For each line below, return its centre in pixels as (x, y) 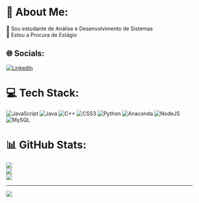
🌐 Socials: (25, 54)
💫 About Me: (37, 12)
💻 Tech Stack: (43, 93)
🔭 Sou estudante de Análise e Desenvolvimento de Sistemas (79, 28)
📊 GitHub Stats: (46, 145)
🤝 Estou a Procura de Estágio (41, 34)
